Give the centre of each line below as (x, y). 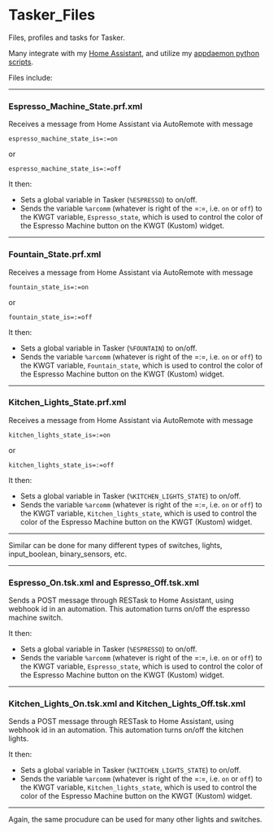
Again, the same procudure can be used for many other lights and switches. (135, 820)
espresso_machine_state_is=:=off (65, 169)
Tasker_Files (52, 15)
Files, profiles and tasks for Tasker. (67, 37)
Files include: (30, 77)
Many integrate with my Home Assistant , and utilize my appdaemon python (134, 53)
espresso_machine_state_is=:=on (63, 139)
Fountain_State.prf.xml (55, 255)
